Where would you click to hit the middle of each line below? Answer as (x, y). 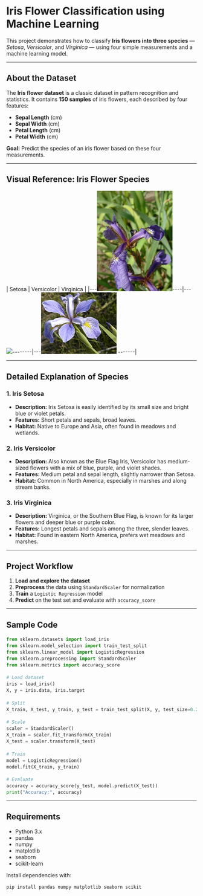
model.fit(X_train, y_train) (43, 767)
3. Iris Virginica (29, 503)
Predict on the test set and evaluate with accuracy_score (85, 600)
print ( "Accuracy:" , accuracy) (44, 793)
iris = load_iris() (31, 684)
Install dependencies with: (39, 875)
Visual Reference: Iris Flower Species (78, 179)
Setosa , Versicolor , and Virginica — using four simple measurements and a (100, 47)
